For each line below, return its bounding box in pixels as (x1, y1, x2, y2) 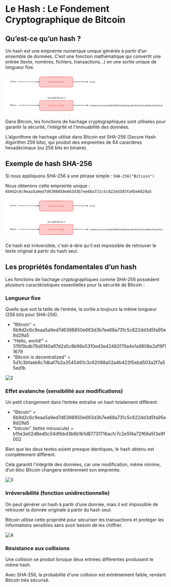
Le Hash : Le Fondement (5, 3, 110, 15)
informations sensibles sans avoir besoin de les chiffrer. (5, 522, 123, 528)
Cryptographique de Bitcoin (5, 14, 126, 26)
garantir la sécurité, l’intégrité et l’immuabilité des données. (5, 124, 130, 130)
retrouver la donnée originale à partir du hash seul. (5, 507, 112, 513)
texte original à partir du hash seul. (5, 247, 79, 254)
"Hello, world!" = (12, 338, 48, 344)
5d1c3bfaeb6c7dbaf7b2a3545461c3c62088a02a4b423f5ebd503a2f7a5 (12, 359, 165, 366)
